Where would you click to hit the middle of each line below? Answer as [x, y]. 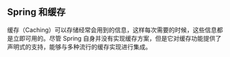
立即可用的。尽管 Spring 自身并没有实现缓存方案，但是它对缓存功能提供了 [117, 38]
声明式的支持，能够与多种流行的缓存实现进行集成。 [79, 47]
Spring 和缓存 [36, 12]
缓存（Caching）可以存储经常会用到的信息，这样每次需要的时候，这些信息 [112, 30]
